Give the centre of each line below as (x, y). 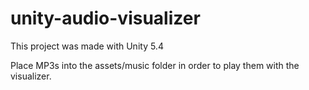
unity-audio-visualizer (105, 18)
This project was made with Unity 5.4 (87, 46)
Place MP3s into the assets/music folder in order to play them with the (155, 65)
